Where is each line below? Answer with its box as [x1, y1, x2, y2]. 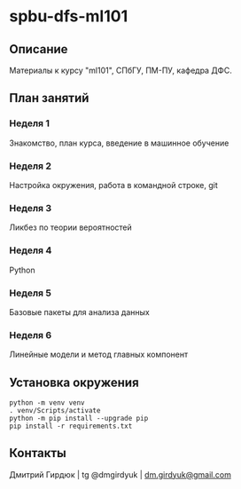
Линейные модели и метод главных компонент [9, 349, 189, 360]
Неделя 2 [9, 160, 51, 172]
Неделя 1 [9, 117, 51, 130]
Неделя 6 [9, 328, 52, 341]
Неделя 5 [9, 287, 51, 299]
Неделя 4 [9, 244, 52, 256]
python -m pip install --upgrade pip [9, 414, 149, 422]
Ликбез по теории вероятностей [9, 222, 133, 233]
